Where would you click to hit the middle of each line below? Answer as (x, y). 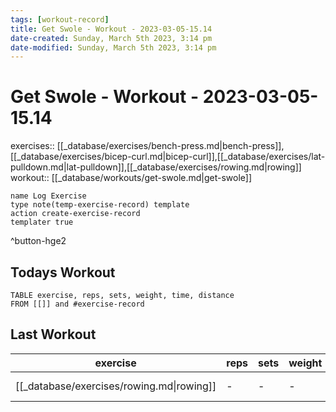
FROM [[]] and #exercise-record (77, 304)
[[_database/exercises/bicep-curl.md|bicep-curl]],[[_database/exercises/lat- (168, 157)
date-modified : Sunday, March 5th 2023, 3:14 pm (113, 47)
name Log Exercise (48, 196)
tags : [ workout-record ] (60, 19)
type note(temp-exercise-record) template (100, 205)
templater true (42, 222)
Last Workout (53, 334)
